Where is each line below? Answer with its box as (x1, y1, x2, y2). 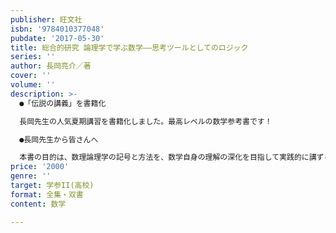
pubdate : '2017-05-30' (10, 33, 105, 43)
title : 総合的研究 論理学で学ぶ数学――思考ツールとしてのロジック (10, 42, 249, 53)
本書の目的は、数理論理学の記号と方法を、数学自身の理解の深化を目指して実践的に (19, 152, 310, 163)
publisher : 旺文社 (10, 14, 83, 25)
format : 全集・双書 (10, 189, 84, 200)
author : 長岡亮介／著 (10, 61, 92, 71)
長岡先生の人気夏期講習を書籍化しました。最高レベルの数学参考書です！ (19, 116, 273, 126)
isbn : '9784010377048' (10, 24, 105, 34)
